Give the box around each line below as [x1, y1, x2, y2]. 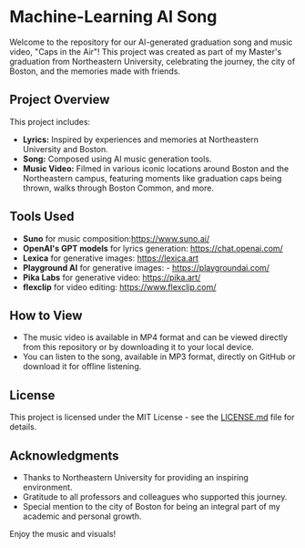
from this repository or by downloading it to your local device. [22, 342, 255, 353]
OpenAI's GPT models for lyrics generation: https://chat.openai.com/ [22, 243, 284, 253]
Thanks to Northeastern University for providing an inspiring [22, 472, 249, 482]
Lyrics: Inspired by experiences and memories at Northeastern [22, 134, 259, 145]
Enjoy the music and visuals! [9, 529, 117, 539]
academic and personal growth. [22, 511, 142, 522]
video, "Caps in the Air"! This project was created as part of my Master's [9, 46, 282, 57]
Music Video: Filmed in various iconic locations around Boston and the [22, 162, 290, 174]
